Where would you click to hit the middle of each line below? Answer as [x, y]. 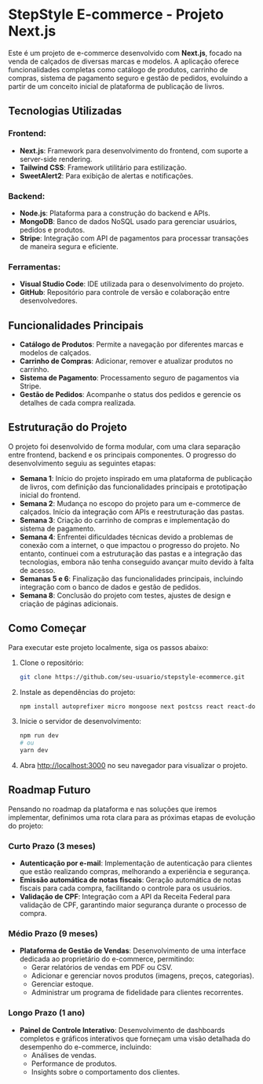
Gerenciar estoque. [62, 984]
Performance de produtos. [74, 1064]
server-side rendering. [56, 159]
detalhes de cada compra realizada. [77, 403]
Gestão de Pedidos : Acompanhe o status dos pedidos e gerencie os [130, 395]
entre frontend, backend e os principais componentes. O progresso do [122, 454]
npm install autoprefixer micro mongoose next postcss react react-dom [139, 706]
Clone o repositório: [51, 663]
